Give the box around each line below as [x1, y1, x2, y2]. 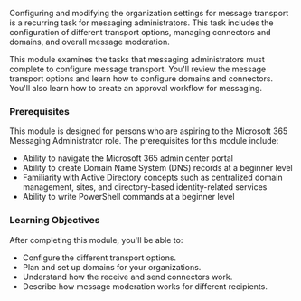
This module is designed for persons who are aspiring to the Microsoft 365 [9, 126, 288, 136]
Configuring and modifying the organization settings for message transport [9, 8, 289, 18]
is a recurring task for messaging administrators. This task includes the [9, 17, 274, 28]
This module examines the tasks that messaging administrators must [9, 54, 265, 64]
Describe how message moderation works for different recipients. [22, 280, 268, 292]
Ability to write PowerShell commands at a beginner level [22, 192, 235, 202]
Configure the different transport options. [22, 252, 177, 263]
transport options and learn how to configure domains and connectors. [9, 73, 274, 84]
